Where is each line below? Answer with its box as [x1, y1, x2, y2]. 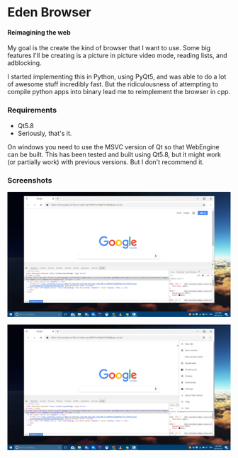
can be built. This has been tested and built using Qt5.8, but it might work [7, 150, 222, 159]
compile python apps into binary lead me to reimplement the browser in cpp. [7, 88, 231, 96]
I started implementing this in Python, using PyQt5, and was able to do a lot [7, 72, 227, 81]
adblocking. [7, 59, 42, 67]
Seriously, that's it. [17, 129, 72, 137]
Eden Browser [7, 4, 91, 21]
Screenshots [7, 175, 52, 185]
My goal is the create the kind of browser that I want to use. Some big [7, 44, 211, 52]
